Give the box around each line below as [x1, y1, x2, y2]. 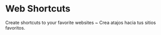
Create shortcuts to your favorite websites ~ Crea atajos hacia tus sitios [5, 19, 156, 25]
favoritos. [5, 24, 26, 30]
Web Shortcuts [5, 3, 71, 14]
